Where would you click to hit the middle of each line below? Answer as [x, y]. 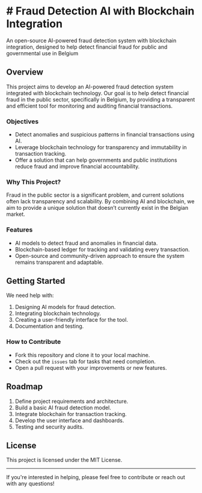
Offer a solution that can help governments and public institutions [96, 160]
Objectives [23, 121]
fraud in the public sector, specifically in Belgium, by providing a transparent [101, 99]
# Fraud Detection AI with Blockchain [100, 11]
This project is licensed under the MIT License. [64, 460]
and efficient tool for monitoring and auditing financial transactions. [90, 106]
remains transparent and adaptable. [59, 262]
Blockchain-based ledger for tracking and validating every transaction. [103, 249]
